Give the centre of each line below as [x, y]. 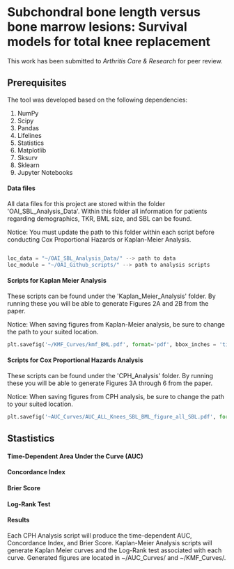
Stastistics [31, 438]
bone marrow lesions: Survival [97, 27]
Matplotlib [32, 150]
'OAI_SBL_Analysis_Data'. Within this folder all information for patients [107, 211]
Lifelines [29, 135]
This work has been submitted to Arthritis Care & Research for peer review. [115, 61]
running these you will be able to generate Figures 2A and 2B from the [108, 303]
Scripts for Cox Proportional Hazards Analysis [76, 360]
